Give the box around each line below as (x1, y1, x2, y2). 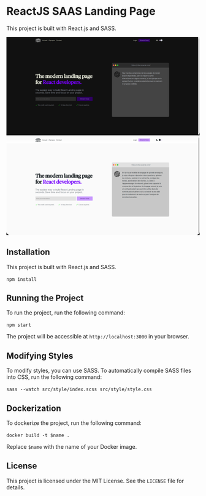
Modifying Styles (6, 351, 74, 361)
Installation (6, 247, 50, 258)
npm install (6, 276, 37, 283)
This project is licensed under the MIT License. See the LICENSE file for (6, 477, 184, 484)
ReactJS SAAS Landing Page (6, 4, 156, 18)
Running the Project (6, 292, 84, 303)
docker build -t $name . (6, 432, 70, 439)
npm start (6, 322, 32, 329)
